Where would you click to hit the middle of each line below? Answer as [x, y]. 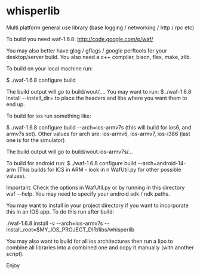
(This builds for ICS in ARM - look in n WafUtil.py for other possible [99, 169]
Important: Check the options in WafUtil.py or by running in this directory [96, 187]
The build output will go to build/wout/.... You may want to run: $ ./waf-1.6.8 [99, 91]
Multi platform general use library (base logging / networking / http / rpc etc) [100, 27]
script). [15, 254]
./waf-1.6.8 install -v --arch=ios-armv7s [55, 223]
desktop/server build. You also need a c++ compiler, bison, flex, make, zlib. [99, 57]
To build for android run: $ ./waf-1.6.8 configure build [71, 163]
